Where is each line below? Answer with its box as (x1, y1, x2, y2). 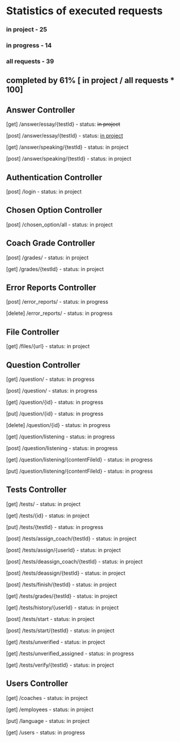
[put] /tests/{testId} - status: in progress (6, 523, 103, 530)
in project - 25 (6, 26, 47, 34)
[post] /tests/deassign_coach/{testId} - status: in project (6, 558, 143, 565)
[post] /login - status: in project (6, 188, 82, 195)
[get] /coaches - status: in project (6, 694, 88, 701)
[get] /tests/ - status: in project (6, 500, 81, 508)
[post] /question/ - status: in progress (6, 387, 97, 394)
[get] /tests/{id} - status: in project (6, 512, 90, 519)
